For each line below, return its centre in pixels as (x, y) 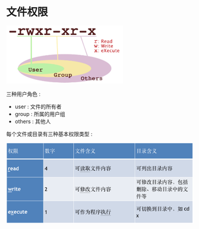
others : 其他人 (33, 121)
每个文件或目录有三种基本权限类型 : (49, 134)
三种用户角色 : (23, 94)
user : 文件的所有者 (38, 107)
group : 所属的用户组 (40, 114)
